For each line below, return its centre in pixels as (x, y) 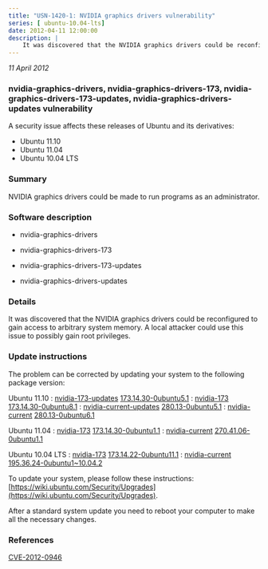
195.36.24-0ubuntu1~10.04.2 (55, 463)
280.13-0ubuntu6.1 (64, 415)
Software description (50, 217)
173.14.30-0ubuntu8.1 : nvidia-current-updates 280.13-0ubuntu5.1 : (117, 406)
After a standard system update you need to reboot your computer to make (132, 511)
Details (22, 302)
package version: (37, 382)
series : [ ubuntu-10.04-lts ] (57, 23)
